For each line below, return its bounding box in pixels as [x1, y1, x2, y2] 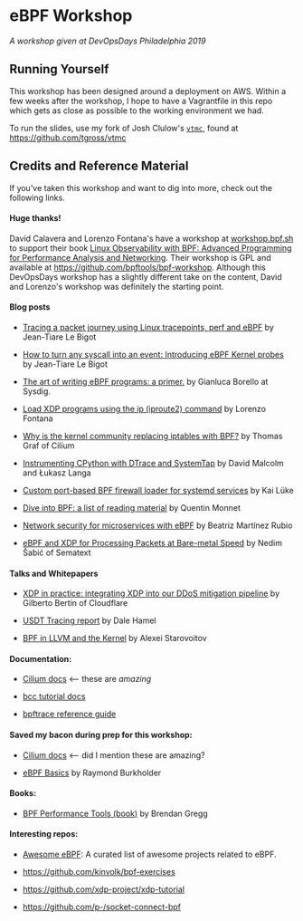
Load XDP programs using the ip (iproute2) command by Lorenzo [22, 403, 267, 414]
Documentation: [9, 653, 72, 664]
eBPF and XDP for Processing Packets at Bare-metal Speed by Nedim [22, 537, 283, 548]
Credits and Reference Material [9, 158, 189, 174]
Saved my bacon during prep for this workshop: [9, 729, 193, 740]
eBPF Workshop [9, 5, 133, 26]
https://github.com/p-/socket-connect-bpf [22, 901, 182, 912]
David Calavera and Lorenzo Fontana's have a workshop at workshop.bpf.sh [9, 233, 294, 244]
